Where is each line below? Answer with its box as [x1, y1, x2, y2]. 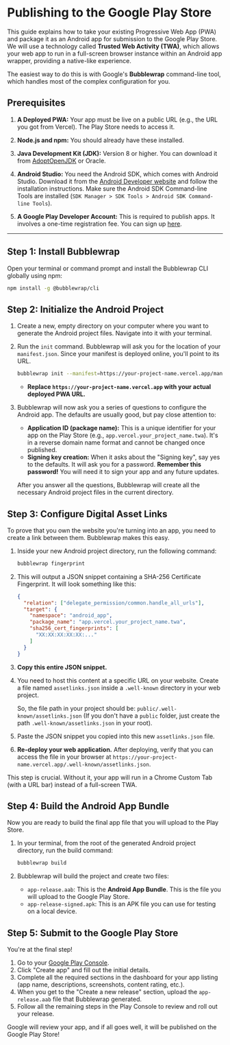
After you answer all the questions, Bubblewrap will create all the [16, 481, 201, 489]
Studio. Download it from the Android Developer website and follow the [16, 177, 218, 185]
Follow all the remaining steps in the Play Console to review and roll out [16, 1002, 218, 1011]
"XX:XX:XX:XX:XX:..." [35, 631, 97, 639]
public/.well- [136, 705, 177, 712]
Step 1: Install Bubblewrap [7, 246, 120, 258]
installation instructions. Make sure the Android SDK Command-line [16, 184, 207, 193]
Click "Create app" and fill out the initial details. [16, 966, 151, 974]
